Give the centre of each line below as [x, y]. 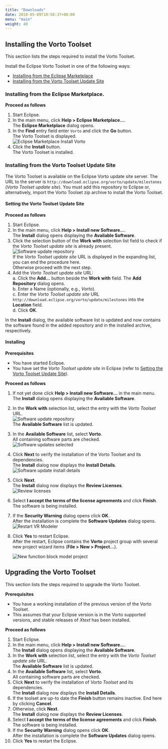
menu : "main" [19, 19]
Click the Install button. [37, 147]
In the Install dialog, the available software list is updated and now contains [83, 320]
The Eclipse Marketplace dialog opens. [53, 126]
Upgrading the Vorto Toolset [51, 572]
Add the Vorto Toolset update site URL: [53, 272]
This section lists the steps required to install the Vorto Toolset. [70, 56]
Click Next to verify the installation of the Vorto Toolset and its [77, 454]
